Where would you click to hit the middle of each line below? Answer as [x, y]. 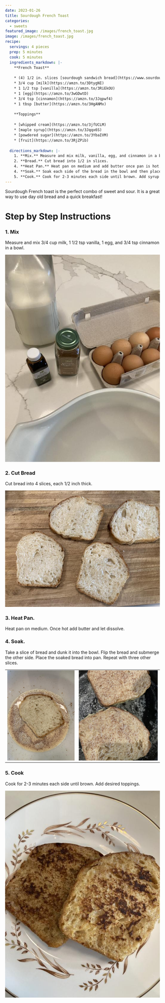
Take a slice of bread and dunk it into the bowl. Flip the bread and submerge [82, 652]
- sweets [18, 26]
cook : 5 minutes [26, 57]
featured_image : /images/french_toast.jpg [49, 31]
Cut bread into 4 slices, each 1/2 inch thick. [49, 484]
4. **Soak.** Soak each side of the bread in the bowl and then [81, 171]
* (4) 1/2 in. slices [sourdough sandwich [58, 78]
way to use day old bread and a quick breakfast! [54, 197]
